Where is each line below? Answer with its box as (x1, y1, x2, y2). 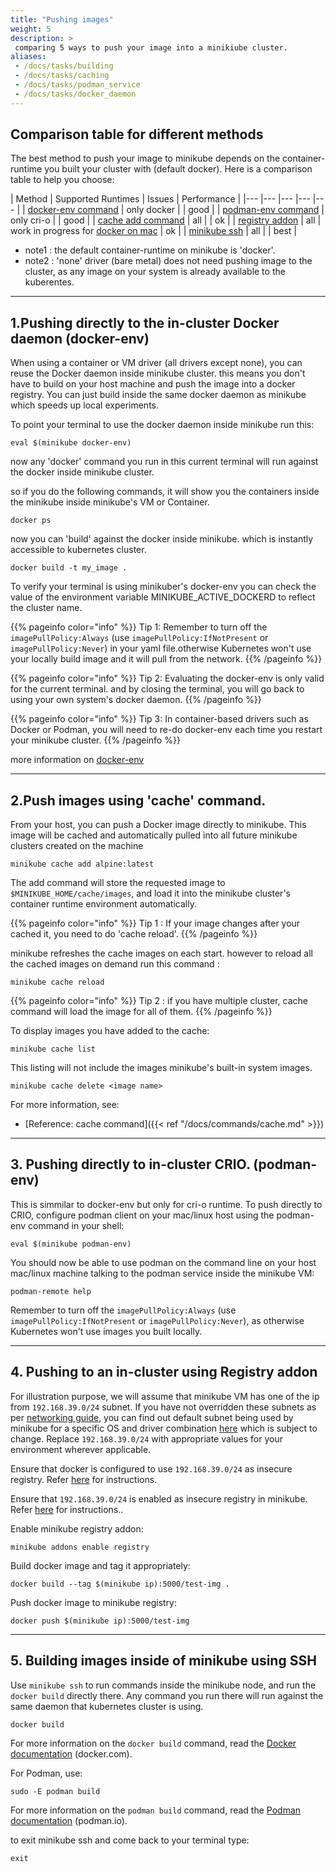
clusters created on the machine (10, 840, 144, 852)
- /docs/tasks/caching (14, 71, 110, 81)
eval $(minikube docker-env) (10, 438, 132, 448)
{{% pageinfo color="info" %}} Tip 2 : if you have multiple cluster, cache (10, 995, 308, 1007)
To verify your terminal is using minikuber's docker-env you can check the (10, 581, 317, 593)
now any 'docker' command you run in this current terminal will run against (10, 456, 319, 468)
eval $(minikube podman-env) (10, 1239, 132, 1249)
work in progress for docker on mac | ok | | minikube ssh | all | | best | (10, 225, 297, 237)
